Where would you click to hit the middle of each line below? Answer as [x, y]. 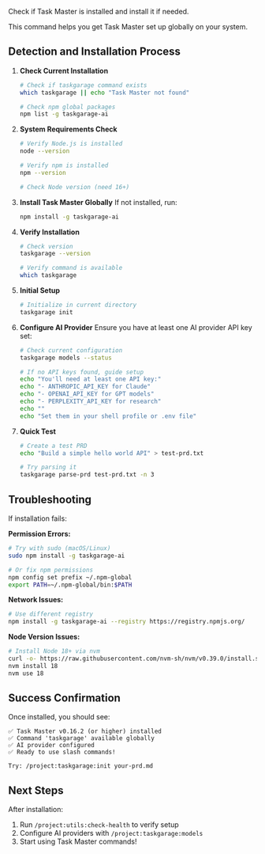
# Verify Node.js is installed [71, 144]
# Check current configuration [71, 350]
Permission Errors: [39, 534]
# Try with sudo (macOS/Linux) [60, 548]
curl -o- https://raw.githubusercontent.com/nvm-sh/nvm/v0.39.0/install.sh [135, 659]
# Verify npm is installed [64, 165]
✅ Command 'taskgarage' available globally [82, 738]
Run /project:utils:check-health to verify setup [99, 825]
